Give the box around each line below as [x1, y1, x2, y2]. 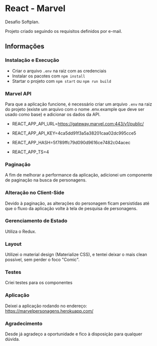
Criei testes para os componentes [5, 280, 73, 286]
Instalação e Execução [5, 57, 60, 63]
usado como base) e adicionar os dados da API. [5, 111, 101, 117]
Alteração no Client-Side [5, 189, 64, 196]
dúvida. [5, 336, 20, 342]
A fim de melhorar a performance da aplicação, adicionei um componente [5, 172, 153, 178]
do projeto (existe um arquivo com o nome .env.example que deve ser [5, 106, 144, 112]
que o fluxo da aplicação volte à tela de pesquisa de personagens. [5, 205, 138, 211]
